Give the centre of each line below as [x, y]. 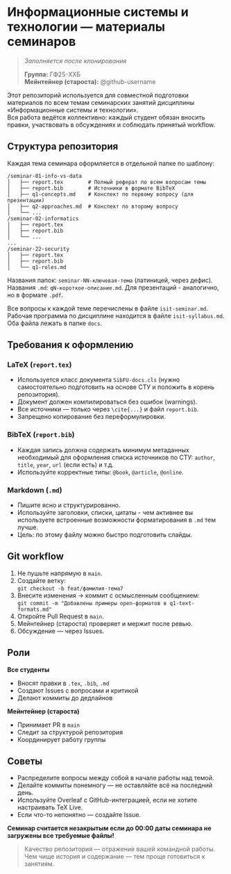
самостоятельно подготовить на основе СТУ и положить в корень [116, 387]
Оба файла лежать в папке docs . [55, 323]
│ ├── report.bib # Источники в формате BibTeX [91, 188]
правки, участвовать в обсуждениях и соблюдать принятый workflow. [111, 124]
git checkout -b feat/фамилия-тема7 [70, 588]
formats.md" [34, 609]
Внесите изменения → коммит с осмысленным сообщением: [108, 595]
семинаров [42, 42]
